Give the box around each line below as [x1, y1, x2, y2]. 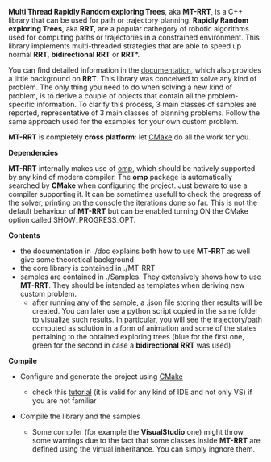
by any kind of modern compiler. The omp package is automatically [8, 173, 232, 181]
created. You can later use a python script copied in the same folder [31, 306, 258, 315]
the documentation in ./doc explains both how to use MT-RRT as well [19, 246, 251, 256]
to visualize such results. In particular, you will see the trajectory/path [31, 314, 263, 324]
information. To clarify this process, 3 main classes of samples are [36, 100, 257, 109]
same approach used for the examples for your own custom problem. [8, 117, 239, 126]
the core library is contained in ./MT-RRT [19, 264, 156, 273]
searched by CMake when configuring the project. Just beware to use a [8, 181, 248, 190]
